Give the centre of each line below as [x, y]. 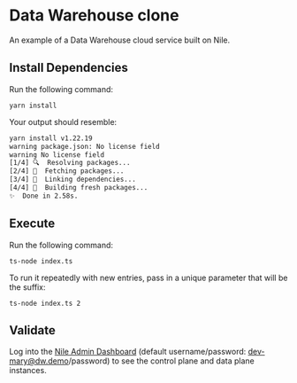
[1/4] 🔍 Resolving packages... [70, 163]
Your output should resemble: [63, 121]
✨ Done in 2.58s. [44, 196]
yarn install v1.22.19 [51, 138]
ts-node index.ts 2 [45, 303]
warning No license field [57, 155]
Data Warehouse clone [94, 16]
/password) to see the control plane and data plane [161, 361]
